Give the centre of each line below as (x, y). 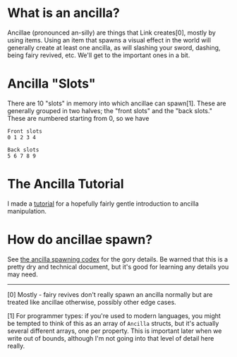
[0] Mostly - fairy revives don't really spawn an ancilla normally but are (110, 294)
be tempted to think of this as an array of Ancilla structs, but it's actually (113, 323)
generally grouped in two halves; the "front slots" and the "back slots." (110, 110)
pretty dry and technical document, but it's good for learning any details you (118, 267)
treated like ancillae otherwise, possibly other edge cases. (92, 302)
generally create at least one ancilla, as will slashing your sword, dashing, (114, 47)
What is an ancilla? (63, 13)
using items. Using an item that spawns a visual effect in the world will (109, 40)
